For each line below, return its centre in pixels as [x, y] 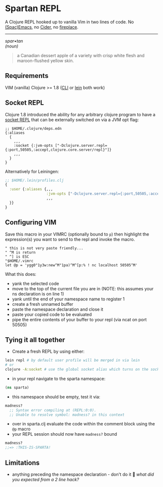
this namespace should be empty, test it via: [56, 397]
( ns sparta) [17, 387]
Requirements [27, 76]
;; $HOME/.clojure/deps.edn [33, 128]
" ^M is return [20, 252]
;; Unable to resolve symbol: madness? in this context [67, 415]
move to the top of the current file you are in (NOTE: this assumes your [83, 288]
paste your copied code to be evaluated [52, 314]
